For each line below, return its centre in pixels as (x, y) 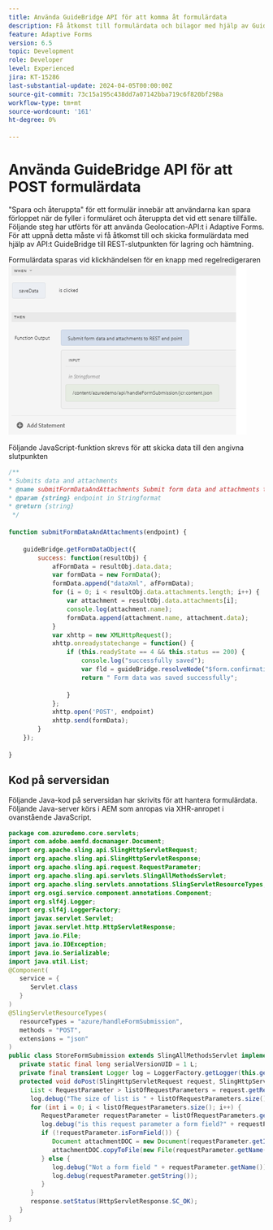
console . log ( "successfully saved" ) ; (143, 661)
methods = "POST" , (50, 1030)
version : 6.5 (30, 43)
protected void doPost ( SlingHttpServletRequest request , (118, 1081)
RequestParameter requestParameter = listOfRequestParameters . (150, 1116)
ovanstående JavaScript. (50, 817)
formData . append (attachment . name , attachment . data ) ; (158, 617)
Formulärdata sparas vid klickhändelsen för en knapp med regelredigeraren (135, 259)
